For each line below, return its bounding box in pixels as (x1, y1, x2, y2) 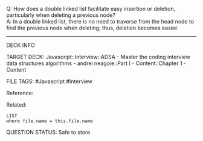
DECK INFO (6, 42, 35, 49)
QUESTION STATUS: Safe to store (6, 129, 91, 136)
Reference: (6, 90, 34, 96)
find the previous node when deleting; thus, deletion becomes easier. (6, 24, 179, 31)
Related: (6, 101, 27, 108)
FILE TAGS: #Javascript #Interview (6, 78, 92, 85)
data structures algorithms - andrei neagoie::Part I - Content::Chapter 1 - (6, 60, 187, 67)
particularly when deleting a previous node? (6, 11, 116, 19)
